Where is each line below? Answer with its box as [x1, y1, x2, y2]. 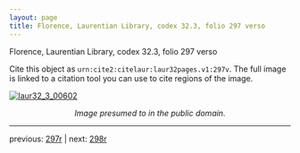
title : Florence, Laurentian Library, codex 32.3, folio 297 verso [9, 21, 266, 30]
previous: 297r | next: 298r [9, 133, 107, 144]
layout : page [9, 13, 58, 22]
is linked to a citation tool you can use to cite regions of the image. [9, 72, 254, 83]
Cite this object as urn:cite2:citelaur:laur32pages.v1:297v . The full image [9, 64, 287, 74]
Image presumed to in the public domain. [74, 107, 226, 118]
